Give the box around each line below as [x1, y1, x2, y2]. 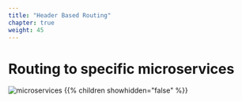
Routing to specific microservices [8, 60, 235, 78]
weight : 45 [8, 26, 44, 34]
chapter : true [8, 19, 55, 27]
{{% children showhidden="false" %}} [63, 86, 188, 95]
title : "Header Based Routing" [8, 11, 112, 20]
